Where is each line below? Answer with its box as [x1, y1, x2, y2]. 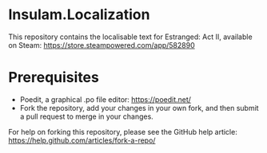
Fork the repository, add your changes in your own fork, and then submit [19, 103, 259, 112]
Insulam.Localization [8, 6, 150, 24]
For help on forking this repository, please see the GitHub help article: [8, 127, 237, 136]
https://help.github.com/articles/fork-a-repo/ [8, 135, 156, 145]
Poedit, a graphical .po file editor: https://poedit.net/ [19, 94, 192, 104]
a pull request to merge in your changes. [19, 112, 153, 121]
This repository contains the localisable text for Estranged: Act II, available [8, 32, 253, 41]
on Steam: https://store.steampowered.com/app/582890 [8, 40, 195, 49]
